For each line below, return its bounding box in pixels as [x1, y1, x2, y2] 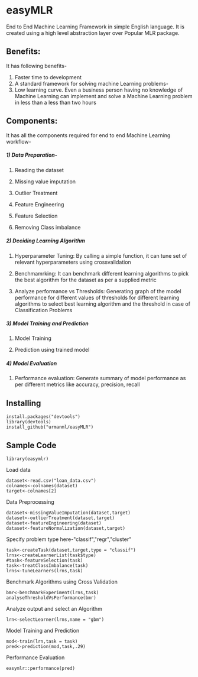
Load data [6, 467, 31, 474]
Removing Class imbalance [14, 223, 81, 231]
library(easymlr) [6, 456, 49, 462]
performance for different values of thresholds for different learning [14, 294, 180, 301]
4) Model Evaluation [6, 360, 57, 367]
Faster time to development [14, 73, 82, 80]
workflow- [6, 138, 31, 145]
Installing [6, 398, 41, 408]
